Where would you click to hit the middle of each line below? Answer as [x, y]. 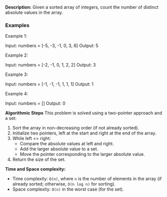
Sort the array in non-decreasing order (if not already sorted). [76, 128]
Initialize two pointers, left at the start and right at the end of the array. [84, 133]
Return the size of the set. [39, 160]
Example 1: [16, 36]
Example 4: [17, 94]
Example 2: [17, 55]
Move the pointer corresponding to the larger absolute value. [82, 154]
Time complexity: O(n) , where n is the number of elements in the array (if [87, 179]
